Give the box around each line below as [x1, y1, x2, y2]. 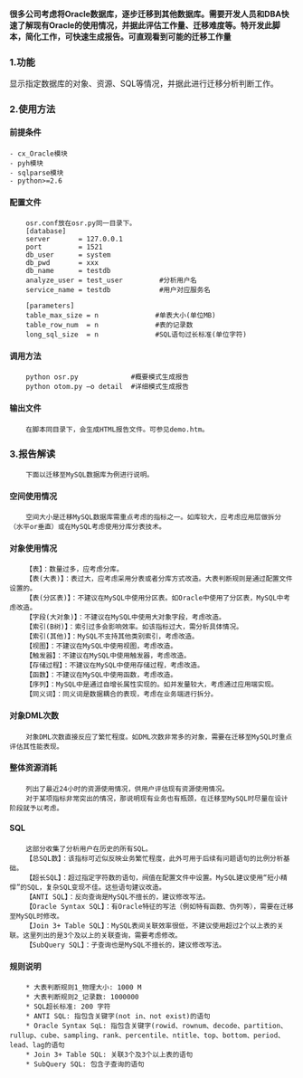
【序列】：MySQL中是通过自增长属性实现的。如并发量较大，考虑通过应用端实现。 [25, 680, 279, 689]
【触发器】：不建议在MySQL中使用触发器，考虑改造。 [25, 651, 192, 660]
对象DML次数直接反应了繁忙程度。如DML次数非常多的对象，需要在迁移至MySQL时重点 [25, 733, 292, 742]
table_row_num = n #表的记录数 [25, 321, 194, 330]
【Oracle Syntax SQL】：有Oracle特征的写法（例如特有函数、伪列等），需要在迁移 [25, 902, 294, 911]
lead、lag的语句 [9, 1041, 65, 1050]
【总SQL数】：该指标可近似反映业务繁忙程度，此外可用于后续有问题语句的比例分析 [25, 854, 284, 863]
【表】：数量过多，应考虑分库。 [25, 565, 124, 574]
